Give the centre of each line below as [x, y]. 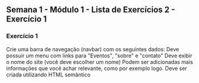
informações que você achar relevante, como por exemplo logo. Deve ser [97, 68]
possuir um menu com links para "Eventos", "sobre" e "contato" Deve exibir [99, 56]
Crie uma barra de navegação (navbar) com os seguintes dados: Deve [93, 49]
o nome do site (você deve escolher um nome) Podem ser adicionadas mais [99, 62]
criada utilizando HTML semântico [48, 75]
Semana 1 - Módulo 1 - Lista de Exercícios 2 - [91, 10]
